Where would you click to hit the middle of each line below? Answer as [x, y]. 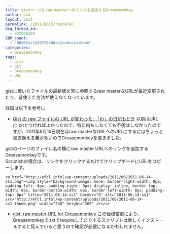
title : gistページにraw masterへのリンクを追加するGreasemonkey [69, 10]
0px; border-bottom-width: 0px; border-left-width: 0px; [82, 190]
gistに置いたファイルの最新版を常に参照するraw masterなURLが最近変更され [85, 91]
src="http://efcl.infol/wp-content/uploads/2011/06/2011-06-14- [75, 199]
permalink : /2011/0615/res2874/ [39, 24]
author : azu [18, 15]
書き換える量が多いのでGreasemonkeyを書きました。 [68, 138]
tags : [11, 57]
